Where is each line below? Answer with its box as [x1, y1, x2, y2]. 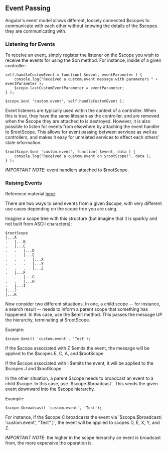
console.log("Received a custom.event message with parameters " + [14, 77, 158, 82]
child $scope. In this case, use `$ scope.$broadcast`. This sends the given [5, 381, 158, 387]
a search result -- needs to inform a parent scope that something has [5, 306, 148, 312]
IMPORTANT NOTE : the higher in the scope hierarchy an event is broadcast [5, 434, 161, 441]
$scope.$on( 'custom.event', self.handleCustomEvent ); [5, 99, 124, 104]
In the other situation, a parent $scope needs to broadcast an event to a [5, 375, 154, 381]
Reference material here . [5, 191, 56, 197]
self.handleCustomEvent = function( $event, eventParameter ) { [5, 72, 142, 77]
